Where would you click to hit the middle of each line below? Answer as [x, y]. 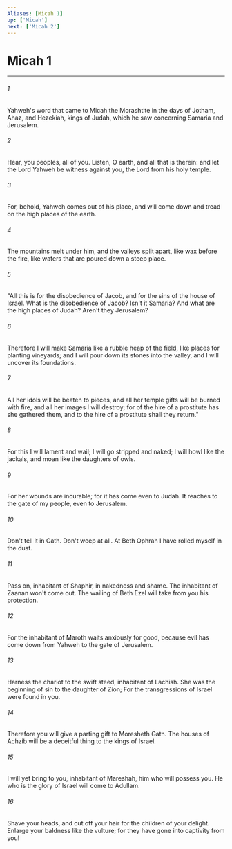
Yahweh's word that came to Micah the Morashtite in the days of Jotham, [111, 110]
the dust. [20, 548]
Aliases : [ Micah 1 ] [35, 13]
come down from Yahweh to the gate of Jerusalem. [80, 644]
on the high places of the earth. [52, 214]
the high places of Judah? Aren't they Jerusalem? [78, 310]
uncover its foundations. [42, 362]
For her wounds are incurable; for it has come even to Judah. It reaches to [113, 496]
